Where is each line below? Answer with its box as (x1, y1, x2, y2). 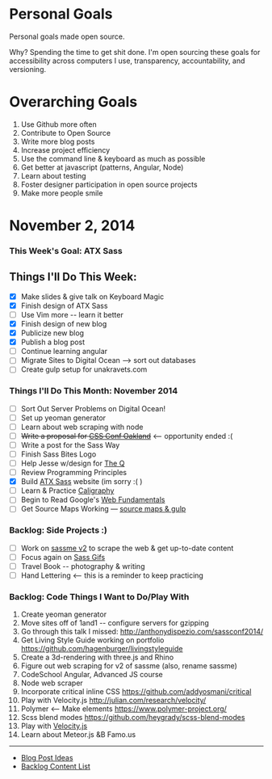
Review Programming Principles (20, 468, 128, 478)
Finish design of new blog (20, 318, 107, 328)
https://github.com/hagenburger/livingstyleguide (20, 644, 183, 654)
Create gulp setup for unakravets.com (20, 364, 148, 374)
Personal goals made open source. (9, 32, 125, 41)
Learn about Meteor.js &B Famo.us (20, 730, 136, 739)
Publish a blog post (20, 337, 86, 347)
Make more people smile (20, 187, 103, 198)
